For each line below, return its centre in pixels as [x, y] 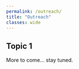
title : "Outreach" [29, 17]
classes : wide [24, 22]
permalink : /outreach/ [34, 11]
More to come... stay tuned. [40, 60]
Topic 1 [19, 46]
